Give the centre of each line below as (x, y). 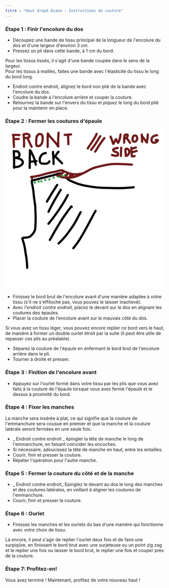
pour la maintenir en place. (40, 108)
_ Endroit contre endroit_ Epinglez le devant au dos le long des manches (88, 484)
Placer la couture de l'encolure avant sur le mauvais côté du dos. (80, 318)
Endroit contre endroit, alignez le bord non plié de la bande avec (79, 86)
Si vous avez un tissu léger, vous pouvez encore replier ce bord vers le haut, (85, 328)
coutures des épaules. (36, 313)
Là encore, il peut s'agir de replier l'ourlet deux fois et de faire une (74, 540)
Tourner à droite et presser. (41, 359)
